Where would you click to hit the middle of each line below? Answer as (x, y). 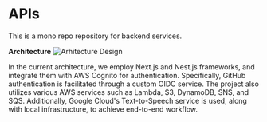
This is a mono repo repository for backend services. (95, 36)
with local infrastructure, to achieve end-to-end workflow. (103, 109)
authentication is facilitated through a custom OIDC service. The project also (133, 84)
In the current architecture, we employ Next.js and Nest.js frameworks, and (132, 67)
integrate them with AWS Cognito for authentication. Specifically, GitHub (127, 75)
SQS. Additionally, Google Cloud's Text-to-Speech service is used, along (128, 100)
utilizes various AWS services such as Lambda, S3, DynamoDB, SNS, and (129, 92)
